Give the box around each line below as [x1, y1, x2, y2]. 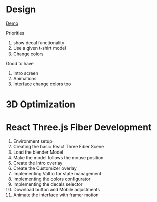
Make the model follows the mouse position [13, 155, 104, 161]
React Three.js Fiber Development [6, 122, 152, 133]
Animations [13, 75, 37, 81]
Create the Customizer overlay [13, 165, 77, 171]
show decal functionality [13, 39, 65, 46]
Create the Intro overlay [13, 160, 63, 166]
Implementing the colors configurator [13, 176, 91, 182]
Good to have [6, 60, 34, 66]
